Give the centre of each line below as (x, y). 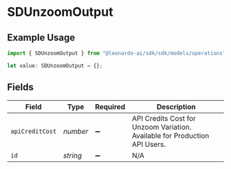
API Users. (149, 144)
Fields (21, 87)
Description (176, 106)
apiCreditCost (34, 131)
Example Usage (41, 38)
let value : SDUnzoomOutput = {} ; (55, 66)
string (73, 155)
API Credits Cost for (164, 118)
